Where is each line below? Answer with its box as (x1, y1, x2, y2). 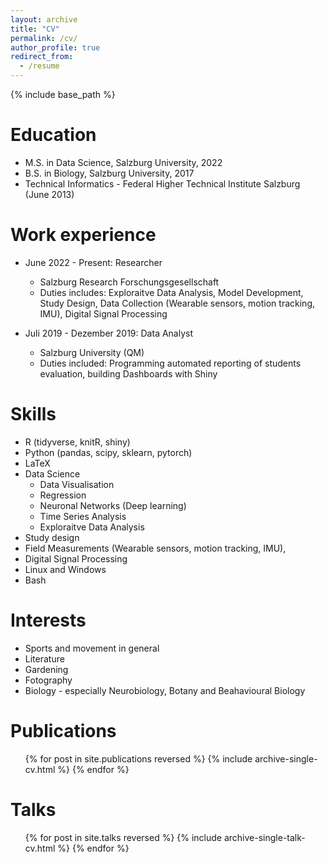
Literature (24, 652, 65, 665)
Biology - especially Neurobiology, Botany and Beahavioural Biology (24, 684, 306, 696)
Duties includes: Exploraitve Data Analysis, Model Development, (39, 286, 304, 298)
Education (10, 124, 97, 146)
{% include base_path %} (10, 89, 116, 100)
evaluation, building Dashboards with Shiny (39, 367, 218, 380)
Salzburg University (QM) (39, 346, 145, 358)
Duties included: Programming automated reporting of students (39, 357, 302, 369)
